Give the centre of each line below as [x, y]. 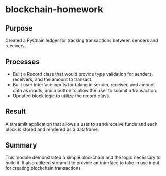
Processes [22, 62]
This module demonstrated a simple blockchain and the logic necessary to [83, 157]
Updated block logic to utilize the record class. [61, 96]
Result [16, 112]
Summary [21, 145]
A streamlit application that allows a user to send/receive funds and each [81, 124]
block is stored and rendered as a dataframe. [52, 129]
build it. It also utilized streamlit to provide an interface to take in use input [82, 163]
